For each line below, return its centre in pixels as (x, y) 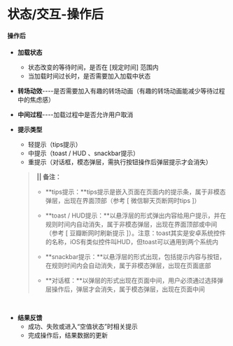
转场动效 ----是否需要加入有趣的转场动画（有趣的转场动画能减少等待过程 (121, 91)
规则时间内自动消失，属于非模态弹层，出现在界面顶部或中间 (131, 225)
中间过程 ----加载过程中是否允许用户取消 (75, 115)
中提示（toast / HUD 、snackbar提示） (84, 153)
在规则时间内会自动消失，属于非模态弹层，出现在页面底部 (128, 266)
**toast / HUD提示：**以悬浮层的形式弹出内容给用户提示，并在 (136, 215)
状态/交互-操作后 (55, 14)
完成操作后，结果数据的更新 (68, 335)
